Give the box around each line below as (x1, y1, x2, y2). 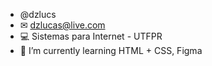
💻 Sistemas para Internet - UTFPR (19, 30, 163, 42)
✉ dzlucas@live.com (19, 19, 106, 31)
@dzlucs (19, 9, 57, 20)
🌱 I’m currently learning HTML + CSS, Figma (19, 45, 203, 56)
